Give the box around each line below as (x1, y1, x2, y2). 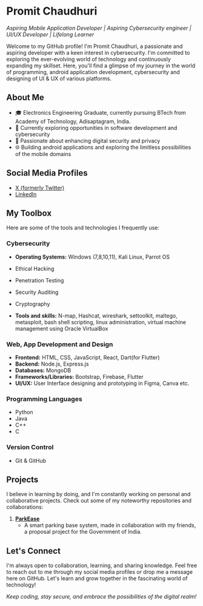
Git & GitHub (15, 457, 47, 464)
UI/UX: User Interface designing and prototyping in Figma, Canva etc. (15, 380, 190, 387)
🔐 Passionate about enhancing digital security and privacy (15, 137, 161, 144)
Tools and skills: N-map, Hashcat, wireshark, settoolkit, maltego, (15, 312, 178, 319)
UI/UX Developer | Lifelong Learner (6, 30, 95, 38)
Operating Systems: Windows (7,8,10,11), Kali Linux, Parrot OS (15, 253, 170, 260)
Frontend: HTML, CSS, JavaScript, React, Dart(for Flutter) (15, 353, 160, 361)
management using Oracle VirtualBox (15, 325, 108, 332)
